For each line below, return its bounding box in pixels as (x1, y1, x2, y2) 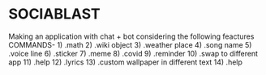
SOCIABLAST (8, 5, 101, 23)
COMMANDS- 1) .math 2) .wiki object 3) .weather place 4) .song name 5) (8, 40, 252, 49)
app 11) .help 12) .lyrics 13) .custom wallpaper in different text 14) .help (8, 57, 243, 67)
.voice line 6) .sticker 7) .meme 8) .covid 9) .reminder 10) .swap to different (8, 48, 258, 58)
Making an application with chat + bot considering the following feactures (8, 31, 255, 41)
